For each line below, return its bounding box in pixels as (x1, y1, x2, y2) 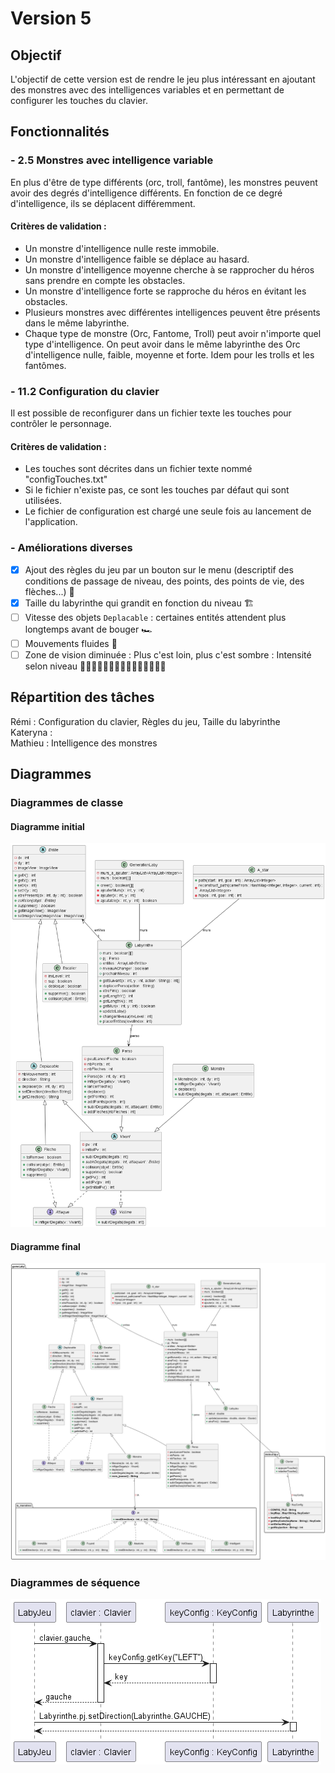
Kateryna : (10, 726, 53, 738)
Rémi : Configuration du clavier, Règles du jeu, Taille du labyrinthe (10, 715, 281, 727)
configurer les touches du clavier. (10, 95, 148, 106)
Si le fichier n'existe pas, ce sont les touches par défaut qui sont (24, 484, 290, 496)
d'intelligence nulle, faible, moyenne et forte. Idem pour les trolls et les (24, 348, 315, 361)
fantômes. (24, 359, 67, 371)
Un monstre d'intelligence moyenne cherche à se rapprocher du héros (24, 263, 315, 276)
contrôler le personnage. (10, 418, 112, 430)
